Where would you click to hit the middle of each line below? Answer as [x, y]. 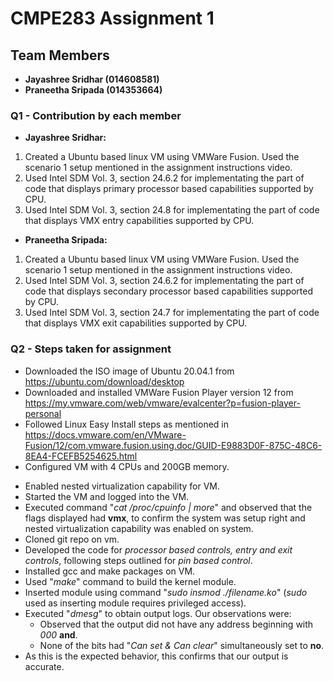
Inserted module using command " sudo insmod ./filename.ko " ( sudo [166, 592]
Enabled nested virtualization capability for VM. [122, 486]
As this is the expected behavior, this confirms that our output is [156, 656]
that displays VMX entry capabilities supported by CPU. [139, 221]
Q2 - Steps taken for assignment [91, 349]
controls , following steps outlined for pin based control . [138, 560]
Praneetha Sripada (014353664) [93, 90]
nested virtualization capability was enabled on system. [139, 528]
